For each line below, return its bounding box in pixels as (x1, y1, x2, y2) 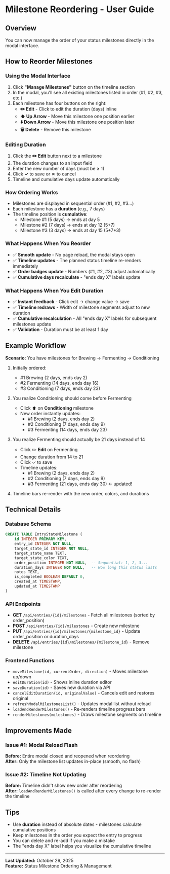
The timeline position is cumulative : (12, 211, 88, 217)
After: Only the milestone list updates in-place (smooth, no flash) (5, 758, 141, 764)
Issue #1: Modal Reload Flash (5, 741, 78, 748)
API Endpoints (5, 600, 41, 607)
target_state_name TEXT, (14, 551, 67, 556)
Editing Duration (5, 141, 47, 148)
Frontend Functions (5, 657, 55, 664)
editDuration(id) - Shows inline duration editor (12, 679, 112, 685)
